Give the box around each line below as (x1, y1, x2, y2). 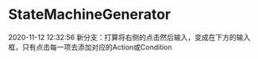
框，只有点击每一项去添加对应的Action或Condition (8, 42, 172, 52)
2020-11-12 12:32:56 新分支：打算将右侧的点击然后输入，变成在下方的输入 (8, 32, 251, 42)
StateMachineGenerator (8, 6, 171, 24)
